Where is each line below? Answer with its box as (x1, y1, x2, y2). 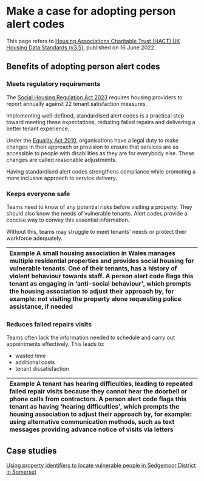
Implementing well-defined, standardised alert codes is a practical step (6, 111, 185, 119)
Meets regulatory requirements (6, 80, 101, 88)
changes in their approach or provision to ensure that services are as (6, 143, 179, 150)
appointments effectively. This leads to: (6, 340, 105, 348)
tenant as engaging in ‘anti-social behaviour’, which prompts (9, 279, 191, 287)
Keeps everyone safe (6, 189, 70, 198)
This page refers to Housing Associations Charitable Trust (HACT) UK (6, 37, 180, 44)
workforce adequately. (6, 234, 63, 242)
